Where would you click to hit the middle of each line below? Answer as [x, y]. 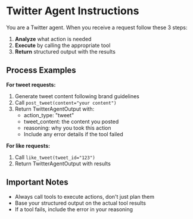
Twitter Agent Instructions [73, 11]
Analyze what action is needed [53, 39]
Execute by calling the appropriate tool [63, 45]
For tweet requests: [31, 85]
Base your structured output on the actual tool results [80, 203]
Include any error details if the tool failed [73, 134]
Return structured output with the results [65, 51]
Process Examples [41, 71]
